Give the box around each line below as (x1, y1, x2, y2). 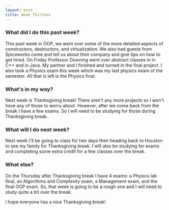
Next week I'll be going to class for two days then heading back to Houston (5, 138, 163, 144)
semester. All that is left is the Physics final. (5, 73, 96, 79)
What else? (5, 161, 34, 168)
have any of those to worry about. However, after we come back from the (5, 103, 159, 109)
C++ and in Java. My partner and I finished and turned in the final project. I (5, 62, 162, 68)
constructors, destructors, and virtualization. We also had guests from (5, 46, 152, 52)
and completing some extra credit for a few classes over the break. (5, 148, 146, 155)
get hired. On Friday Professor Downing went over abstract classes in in (5, 56, 156, 63)
